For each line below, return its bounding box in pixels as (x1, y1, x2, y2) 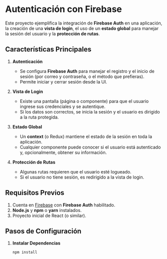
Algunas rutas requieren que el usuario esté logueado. (19, 168, 132, 174)
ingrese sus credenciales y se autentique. (19, 103, 106, 109)
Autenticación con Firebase (5, 3, 122, 15)
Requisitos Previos (5, 188, 65, 197)
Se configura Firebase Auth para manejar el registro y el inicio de (19, 68, 155, 74)
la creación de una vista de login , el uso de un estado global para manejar (5, 25, 159, 31)
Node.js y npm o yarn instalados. (12, 207, 82, 213)
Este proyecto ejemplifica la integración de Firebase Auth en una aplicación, (5, 20, 163, 26)
